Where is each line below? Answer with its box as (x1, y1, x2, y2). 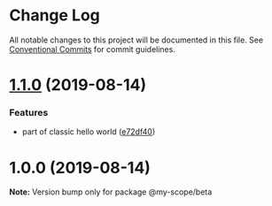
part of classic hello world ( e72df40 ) (21, 126, 156, 137)
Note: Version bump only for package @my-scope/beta (9, 187, 213, 197)
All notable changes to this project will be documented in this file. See (9, 34, 264, 45)
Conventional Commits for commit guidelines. (9, 43, 175, 54)
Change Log (9, 5, 100, 26)
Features (9, 107, 49, 119)
